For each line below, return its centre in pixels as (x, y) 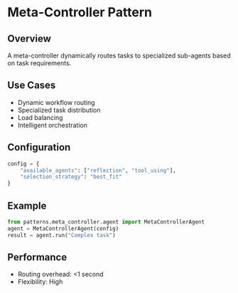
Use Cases (32, 85)
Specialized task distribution (59, 110)
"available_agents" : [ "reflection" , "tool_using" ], (98, 170)
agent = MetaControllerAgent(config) (63, 228)
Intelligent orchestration (52, 125)
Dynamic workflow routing (56, 102)
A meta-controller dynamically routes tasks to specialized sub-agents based (119, 55)
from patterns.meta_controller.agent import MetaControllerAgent (106, 222)
